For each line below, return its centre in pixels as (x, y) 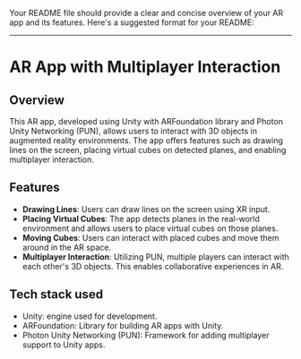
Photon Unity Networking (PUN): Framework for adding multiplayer (146, 335)
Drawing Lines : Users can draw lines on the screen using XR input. (146, 209)
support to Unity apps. (64, 345)
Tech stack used (56, 295)
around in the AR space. (67, 247)
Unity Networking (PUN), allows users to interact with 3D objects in (133, 131)
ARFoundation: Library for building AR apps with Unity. (123, 325)
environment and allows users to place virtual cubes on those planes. (150, 228)
